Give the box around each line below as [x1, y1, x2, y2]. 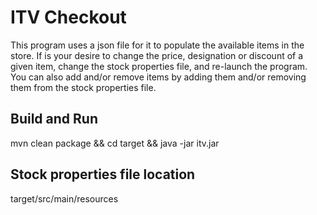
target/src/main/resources [10, 192, 119, 205]
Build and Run [10, 111, 98, 128]
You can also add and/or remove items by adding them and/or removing [10, 71, 307, 83]
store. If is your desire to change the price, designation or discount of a [10, 49, 304, 61]
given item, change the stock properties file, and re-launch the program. [10, 60, 308, 72]
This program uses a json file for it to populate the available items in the [10, 39, 305, 51]
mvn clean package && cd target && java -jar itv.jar [10, 137, 220, 149]
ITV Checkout [10, 6, 127, 29]
